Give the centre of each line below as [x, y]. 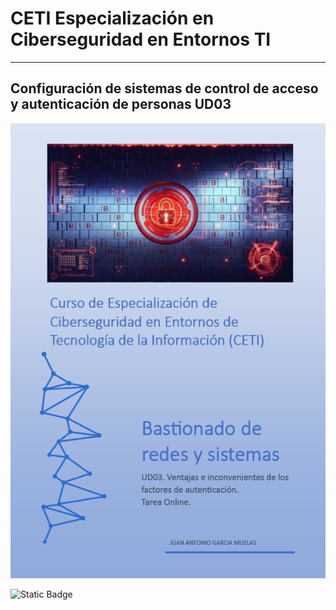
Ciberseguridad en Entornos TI [141, 39]
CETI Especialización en [112, 18]
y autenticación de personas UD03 [121, 104]
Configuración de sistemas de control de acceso [164, 88]
